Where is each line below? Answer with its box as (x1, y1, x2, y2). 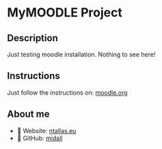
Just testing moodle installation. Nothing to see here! (7, 50, 156, 58)
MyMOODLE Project (7, 5, 123, 21)
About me (7, 108, 50, 120)
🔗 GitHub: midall (16, 134, 63, 142)
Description (7, 32, 58, 44)
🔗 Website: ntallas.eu (16, 126, 77, 135)
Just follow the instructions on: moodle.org (7, 88, 128, 97)
